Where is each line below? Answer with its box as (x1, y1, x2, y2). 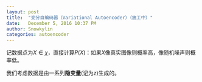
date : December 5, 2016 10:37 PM (6, 20, 97, 26)
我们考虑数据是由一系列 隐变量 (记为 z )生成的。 (6, 69, 120, 77)
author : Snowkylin (6, 26, 53, 32)
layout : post (6, 9, 40, 15)
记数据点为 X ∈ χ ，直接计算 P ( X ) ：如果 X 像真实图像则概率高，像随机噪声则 (6, 49, 190, 56)
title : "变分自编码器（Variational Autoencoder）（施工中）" (6, 15, 153, 21)
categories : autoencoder (6, 32, 69, 38)
